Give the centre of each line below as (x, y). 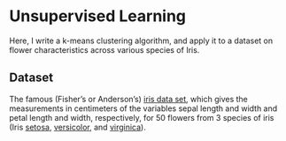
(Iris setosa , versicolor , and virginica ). (77, 127)
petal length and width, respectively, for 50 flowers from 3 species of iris (142, 117)
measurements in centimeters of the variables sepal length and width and (143, 108)
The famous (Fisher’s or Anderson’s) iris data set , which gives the (128, 99)
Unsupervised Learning (98, 16)
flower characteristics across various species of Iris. (104, 49)
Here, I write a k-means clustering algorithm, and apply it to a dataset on (141, 41)
